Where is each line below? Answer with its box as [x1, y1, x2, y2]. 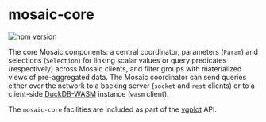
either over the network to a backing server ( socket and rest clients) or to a [8, 81, 256, 90]
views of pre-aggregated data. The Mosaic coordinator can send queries [8, 72, 247, 82]
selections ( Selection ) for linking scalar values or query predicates [8, 55, 227, 65]
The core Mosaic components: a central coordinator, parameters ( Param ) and [8, 47, 259, 56]
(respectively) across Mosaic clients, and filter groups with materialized [8, 63, 242, 73]
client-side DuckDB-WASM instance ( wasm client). [8, 89, 169, 98]
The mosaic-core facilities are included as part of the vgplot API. [8, 105, 217, 114]
